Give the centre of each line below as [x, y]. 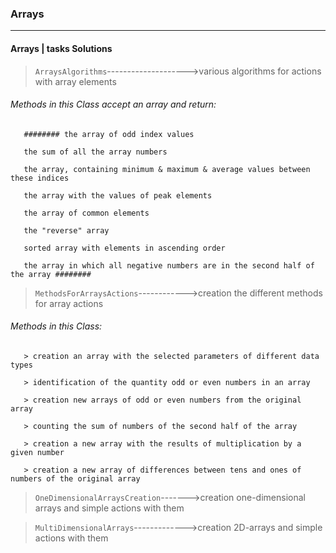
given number [37, 452]
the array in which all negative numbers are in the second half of [169, 265]
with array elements [75, 81]
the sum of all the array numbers [95, 152]
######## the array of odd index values [109, 134]
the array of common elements [86, 213]
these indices [40, 178]
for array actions [69, 303]
